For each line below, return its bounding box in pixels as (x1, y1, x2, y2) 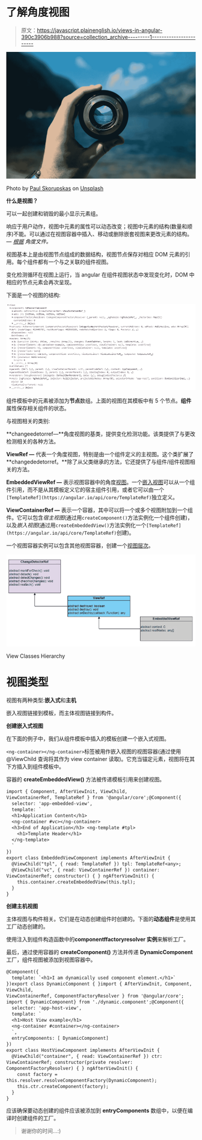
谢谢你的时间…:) (20, 1127, 61, 1135)
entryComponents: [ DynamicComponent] (11, 1036, 109, 1042)
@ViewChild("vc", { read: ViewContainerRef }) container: (11, 867, 161, 873)
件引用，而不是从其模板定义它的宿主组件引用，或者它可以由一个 (6, 486, 164, 493)
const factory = (17, 1072, 58, 1078)
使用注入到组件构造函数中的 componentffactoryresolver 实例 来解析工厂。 (6, 936, 189, 943)
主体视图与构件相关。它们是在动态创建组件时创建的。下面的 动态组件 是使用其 (6, 916, 196, 923)
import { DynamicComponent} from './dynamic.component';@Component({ (6, 999, 185, 1005)
